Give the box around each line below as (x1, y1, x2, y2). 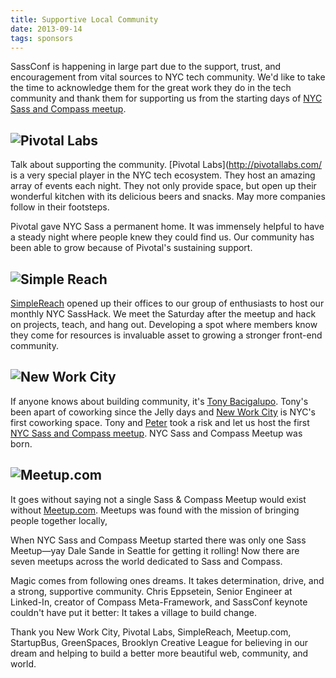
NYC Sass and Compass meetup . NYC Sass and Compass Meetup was (10, 427, 303, 439)
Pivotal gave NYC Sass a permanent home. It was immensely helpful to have (10, 221, 325, 233)
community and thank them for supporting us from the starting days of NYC (10, 92, 323, 105)
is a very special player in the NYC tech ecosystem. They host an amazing (10, 169, 316, 181)
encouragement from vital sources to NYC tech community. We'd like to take (10, 71, 326, 83)
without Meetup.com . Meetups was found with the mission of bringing (10, 504, 300, 516)
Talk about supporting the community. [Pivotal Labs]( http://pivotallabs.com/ (10, 159, 323, 171)
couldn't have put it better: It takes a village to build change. (10, 606, 258, 618)
